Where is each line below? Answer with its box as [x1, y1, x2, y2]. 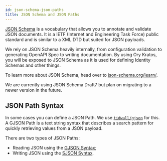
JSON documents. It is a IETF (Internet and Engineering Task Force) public [5, 31, 159, 37]
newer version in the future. [5, 87, 63, 93]
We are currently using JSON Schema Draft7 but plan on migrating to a [5, 81, 151, 88]
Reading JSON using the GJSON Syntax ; [12, 145, 97, 151]
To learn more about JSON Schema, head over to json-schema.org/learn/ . [5, 72, 158, 78]
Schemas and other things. [5, 62, 61, 68]
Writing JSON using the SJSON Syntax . [12, 150, 94, 156]
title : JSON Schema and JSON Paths [5, 12, 80, 17]
